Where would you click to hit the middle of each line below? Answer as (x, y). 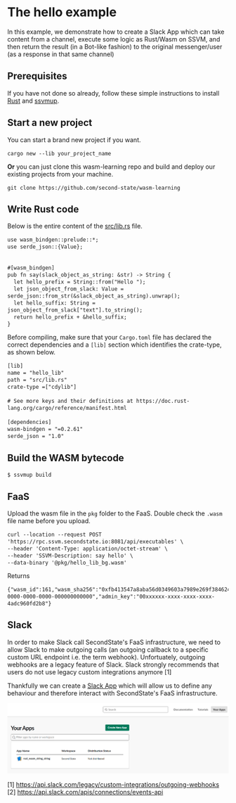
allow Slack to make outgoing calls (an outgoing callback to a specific (108, 649)
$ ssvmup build (29, 475)
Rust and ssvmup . (33, 101)
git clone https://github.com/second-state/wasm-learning (94, 188)
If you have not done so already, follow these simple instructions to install (113, 93)
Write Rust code (43, 209)
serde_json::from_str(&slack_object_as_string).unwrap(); (94, 296)
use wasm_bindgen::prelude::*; (53, 240)
